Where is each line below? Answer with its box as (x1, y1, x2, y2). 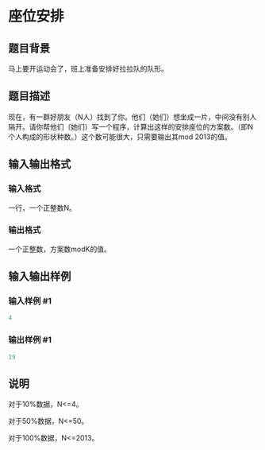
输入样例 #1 (8, 296, 52, 307)
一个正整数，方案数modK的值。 (8, 244, 111, 254)
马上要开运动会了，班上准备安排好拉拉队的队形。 (8, 64, 168, 73)
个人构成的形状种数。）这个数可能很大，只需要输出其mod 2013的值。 (8, 132, 232, 142)
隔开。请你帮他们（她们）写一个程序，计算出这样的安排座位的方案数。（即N (8, 122, 254, 131)
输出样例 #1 (8, 335, 52, 346)
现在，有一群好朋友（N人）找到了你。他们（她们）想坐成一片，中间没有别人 (8, 112, 257, 122)
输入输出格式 (8, 157, 71, 171)
